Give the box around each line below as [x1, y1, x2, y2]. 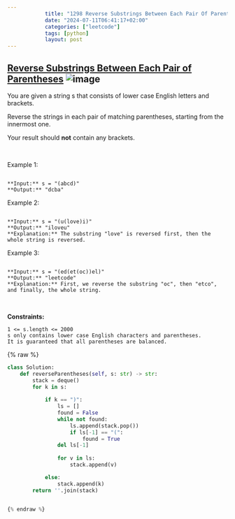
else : [44, 474, 61, 481]
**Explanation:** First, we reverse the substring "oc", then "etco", [7, 280, 218, 287]
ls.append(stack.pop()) [69, 422, 139, 430]
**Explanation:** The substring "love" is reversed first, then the [7, 230, 211, 237]
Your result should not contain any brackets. [7, 133, 135, 142]
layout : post [44, 36, 83, 43]
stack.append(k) [57, 480, 105, 488]
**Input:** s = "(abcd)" [7, 180, 80, 187]
